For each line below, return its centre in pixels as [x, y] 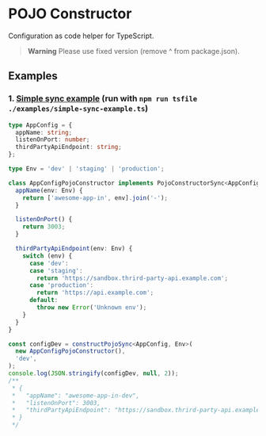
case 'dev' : [49, 263]
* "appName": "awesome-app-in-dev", [76, 396]
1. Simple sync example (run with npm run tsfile [103, 98]
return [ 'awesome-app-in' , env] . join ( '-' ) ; [95, 198]
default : [44, 300]
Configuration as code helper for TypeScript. [81, 36]
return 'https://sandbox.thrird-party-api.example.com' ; [132, 278]
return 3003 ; [44, 227]
